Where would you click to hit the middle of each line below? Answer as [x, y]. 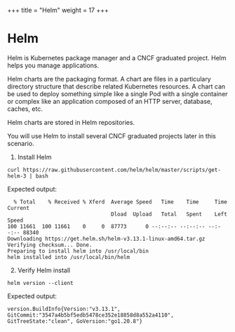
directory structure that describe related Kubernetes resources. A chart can [116, 86]
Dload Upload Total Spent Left [169, 214]
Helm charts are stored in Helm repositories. [71, 122]
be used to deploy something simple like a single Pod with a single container [117, 93]
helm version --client [40, 283]
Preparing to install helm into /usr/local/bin [78, 251]
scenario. [21, 143]
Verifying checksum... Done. [50, 245]
